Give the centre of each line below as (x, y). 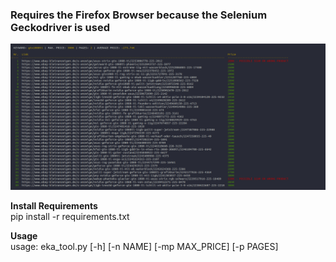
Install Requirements (54, 205)
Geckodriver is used (60, 27)
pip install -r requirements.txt (70, 216)
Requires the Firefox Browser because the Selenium (139, 15)
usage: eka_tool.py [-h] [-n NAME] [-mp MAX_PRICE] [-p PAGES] (144, 246)
